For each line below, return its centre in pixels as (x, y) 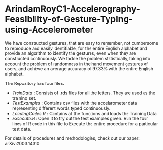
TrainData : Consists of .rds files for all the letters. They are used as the (84, 93)
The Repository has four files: (35, 83)
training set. (24, 98)
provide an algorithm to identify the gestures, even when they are (71, 53)
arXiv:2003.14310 (22, 143)
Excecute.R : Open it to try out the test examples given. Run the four (80, 118)
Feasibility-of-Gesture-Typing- (69, 19)
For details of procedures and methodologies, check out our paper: (72, 138)
